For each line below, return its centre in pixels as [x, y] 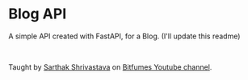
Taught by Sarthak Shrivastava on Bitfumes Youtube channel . [110, 67]
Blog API [38, 14]
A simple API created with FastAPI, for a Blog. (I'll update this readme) [124, 36]
